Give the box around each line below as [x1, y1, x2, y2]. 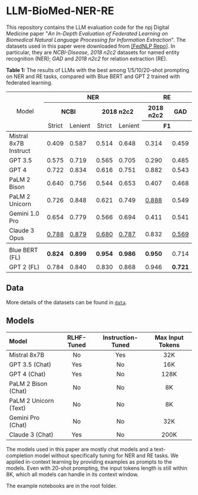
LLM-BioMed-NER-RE [6, 4, 114, 18]
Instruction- [103, 333, 138, 341]
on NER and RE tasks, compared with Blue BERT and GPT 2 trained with [6, 73, 180, 80]
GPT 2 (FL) [9, 263, 40, 271]
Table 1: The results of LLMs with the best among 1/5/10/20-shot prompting [6, 66, 190, 73]
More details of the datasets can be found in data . [6, 298, 127, 305]
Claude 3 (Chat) [9, 430, 54, 438]
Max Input [154, 333, 184, 341]
